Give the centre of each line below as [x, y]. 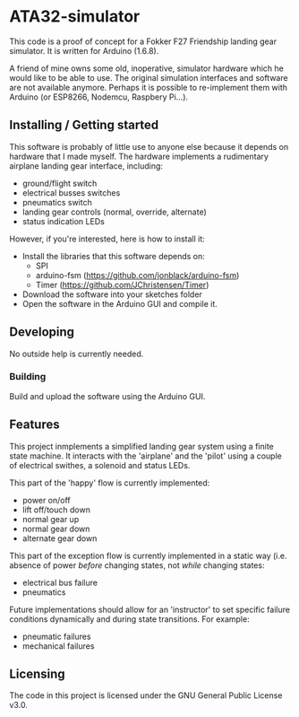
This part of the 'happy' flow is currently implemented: [110, 483]
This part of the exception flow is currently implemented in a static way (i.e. [148, 555]
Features [34, 425]
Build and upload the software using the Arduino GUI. [107, 396]
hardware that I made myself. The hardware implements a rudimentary [139, 156]
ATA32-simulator [75, 17]
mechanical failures [58, 646]
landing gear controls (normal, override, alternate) [115, 212]
